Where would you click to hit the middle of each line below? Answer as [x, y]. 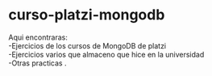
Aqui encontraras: [38, 37]
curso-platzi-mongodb [87, 15]
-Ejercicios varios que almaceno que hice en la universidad [106, 54]
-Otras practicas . [37, 63]
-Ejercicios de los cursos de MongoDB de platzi [87, 45]
